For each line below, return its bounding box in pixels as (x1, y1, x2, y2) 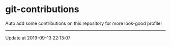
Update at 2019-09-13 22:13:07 (5, 34, 71, 41)
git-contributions (5, 4, 79, 15)
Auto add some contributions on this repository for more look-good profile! (5, 20, 162, 26)
